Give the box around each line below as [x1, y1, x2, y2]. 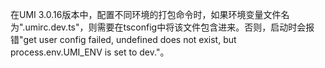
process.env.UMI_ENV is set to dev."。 [10, 46, 170, 58]
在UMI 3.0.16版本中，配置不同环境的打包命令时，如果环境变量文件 [10, 9, 282, 20]
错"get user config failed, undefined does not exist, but [10, 34, 237, 45]
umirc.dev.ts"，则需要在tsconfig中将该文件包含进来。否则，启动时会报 [24, 21, 315, 33]
